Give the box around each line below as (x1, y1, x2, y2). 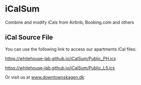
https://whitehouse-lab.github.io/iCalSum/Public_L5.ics (5, 65, 115, 71)
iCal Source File (5, 33, 53, 42)
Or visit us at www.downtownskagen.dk (5, 74, 84, 80)
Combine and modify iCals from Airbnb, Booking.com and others (5, 19, 134, 25)
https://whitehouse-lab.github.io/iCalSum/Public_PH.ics (5, 56, 116, 61)
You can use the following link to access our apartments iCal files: (5, 46, 137, 52)
